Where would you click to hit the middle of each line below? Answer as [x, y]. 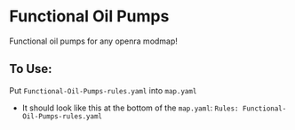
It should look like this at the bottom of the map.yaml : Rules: [130, 108]
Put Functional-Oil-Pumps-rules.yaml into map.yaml [103, 90]
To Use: [31, 69]
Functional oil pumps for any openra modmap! [93, 41]
